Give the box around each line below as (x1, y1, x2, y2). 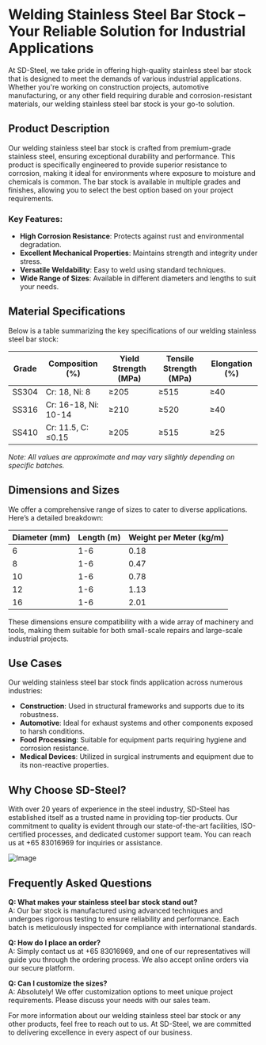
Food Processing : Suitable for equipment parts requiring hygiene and (19, 735, 247, 745)
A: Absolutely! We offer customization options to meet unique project (8, 987, 234, 997)
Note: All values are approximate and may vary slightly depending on (8, 452, 235, 461)
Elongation (211, 358, 253, 369)
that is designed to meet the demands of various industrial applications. (8, 74, 242, 83)
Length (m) (78, 532, 121, 543)
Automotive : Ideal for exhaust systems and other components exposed (19, 719, 253, 728)
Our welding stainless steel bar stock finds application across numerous (8, 677, 243, 687)
